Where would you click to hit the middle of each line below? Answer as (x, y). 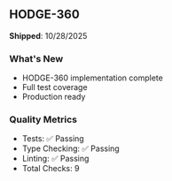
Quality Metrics (43, 120)
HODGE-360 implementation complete (93, 78)
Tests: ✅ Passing (53, 139)
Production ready (54, 97)
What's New (36, 58)
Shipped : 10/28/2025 (48, 35)
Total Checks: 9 (51, 169)
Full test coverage (55, 87)
